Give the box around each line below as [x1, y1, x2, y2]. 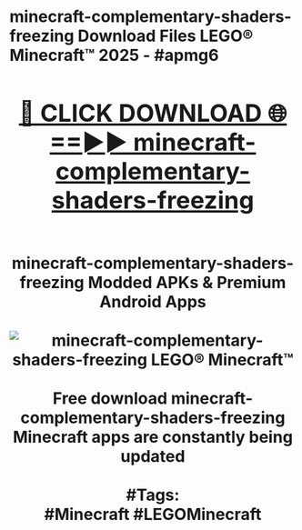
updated [120, 445, 186, 466]
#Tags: [126, 485, 180, 505]
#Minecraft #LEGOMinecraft [44, 504, 262, 525]
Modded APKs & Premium [87, 272, 287, 293]
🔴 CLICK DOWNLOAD [18, 97, 262, 128]
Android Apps [99, 291, 206, 312]
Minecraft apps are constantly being [12, 426, 294, 447]
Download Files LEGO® [77, 25, 254, 46]
